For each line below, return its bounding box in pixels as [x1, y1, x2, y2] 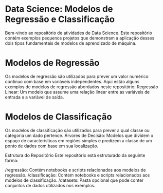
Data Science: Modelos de [5, 3, 113, 15]
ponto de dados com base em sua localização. [5, 143, 99, 149]
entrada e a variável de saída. [5, 94, 64, 100]
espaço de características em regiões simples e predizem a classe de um [5, 137, 152, 143]
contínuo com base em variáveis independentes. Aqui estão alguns [5, 78, 140, 84]
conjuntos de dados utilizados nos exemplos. [5, 182, 96, 188]
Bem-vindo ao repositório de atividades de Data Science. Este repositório [5, 30, 152, 36]
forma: [5, 157, 18, 163]
